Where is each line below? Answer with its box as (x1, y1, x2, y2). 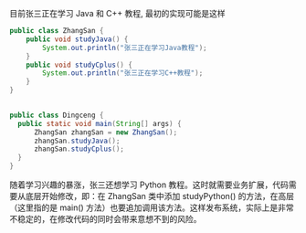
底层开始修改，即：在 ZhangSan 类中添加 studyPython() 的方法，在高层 (25, 191, 295, 201)
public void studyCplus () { (26, 60, 132, 69)
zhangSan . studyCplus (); (33, 144, 125, 154)
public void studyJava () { (26, 35, 129, 44)
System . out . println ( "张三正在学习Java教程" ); (42, 43, 207, 52)
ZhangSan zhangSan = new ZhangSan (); (33, 127, 178, 137)
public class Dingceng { (9, 111, 104, 120)
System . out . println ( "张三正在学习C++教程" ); (42, 69, 204, 78)
